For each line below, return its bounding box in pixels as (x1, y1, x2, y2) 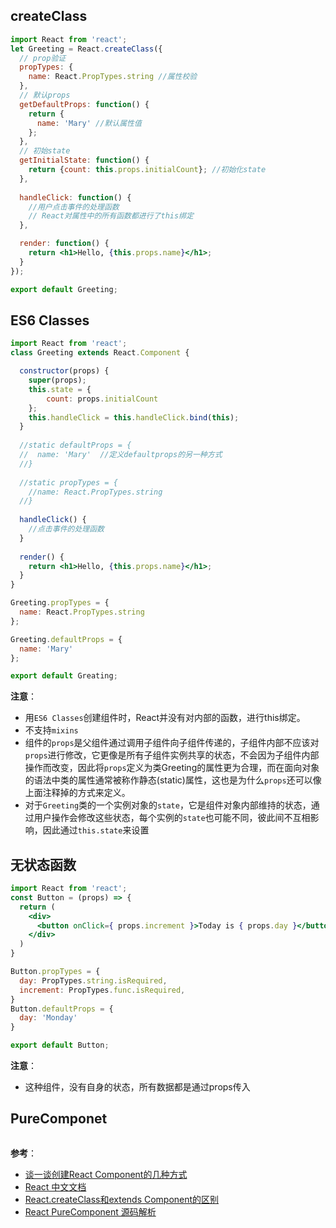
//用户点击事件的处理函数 (28, 202, 120, 212)
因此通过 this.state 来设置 (42, 824, 150, 836)
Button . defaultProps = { (10, 1004, 114, 1014)
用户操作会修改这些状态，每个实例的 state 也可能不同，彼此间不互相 (33, 812, 311, 824)
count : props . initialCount (46, 394, 159, 404)
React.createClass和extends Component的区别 (24, 1193, 220, 1205)
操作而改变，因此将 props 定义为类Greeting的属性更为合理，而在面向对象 (24, 762, 320, 774)
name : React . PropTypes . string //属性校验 (28, 72, 198, 82)
